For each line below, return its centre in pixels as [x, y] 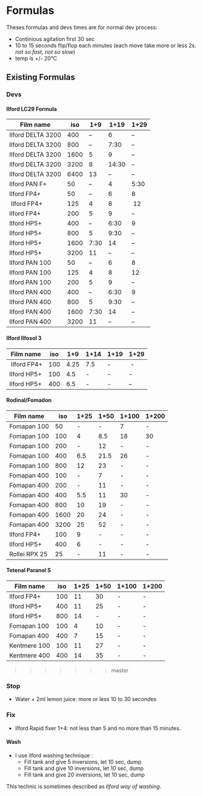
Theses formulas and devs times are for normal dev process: [82, 27]
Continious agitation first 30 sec [55, 39]
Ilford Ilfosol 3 [24, 338]
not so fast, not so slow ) [45, 51]
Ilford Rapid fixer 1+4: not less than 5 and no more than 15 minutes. [98, 728]
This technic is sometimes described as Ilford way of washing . [84, 786]
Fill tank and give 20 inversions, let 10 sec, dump [84, 774]
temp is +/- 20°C [36, 58]
